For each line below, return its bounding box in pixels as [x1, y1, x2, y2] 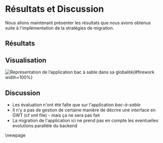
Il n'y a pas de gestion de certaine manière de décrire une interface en [12, 107, 156, 113]
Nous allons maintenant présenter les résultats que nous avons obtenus [5, 20, 151, 26]
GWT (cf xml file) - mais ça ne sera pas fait [12, 112, 100, 118]
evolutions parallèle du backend [12, 122, 78, 129]
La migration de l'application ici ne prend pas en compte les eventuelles [12, 117, 159, 123]
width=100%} [5, 74, 33, 80]
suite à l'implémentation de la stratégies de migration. [5, 25, 115, 31]
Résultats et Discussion [5, 3, 104, 15]
